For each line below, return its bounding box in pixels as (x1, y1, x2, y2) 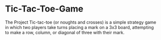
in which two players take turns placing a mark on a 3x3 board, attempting (5, 24, 154, 30)
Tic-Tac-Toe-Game (5, 3, 84, 14)
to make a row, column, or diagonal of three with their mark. (5, 29, 125, 35)
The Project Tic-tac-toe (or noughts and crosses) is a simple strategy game (5, 19, 157, 25)
